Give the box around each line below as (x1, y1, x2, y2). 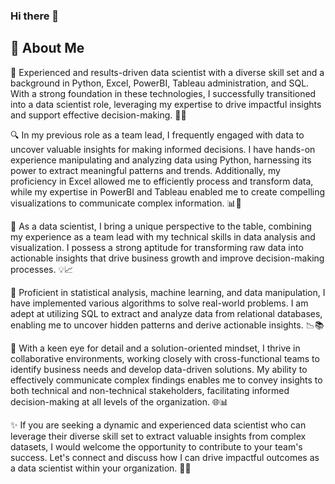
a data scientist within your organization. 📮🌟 (10, 462, 192, 474)
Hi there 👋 (10, 9, 60, 23)
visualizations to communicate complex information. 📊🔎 (10, 197, 242, 209)
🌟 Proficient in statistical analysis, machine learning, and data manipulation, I (10, 286, 326, 298)
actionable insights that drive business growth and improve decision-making (10, 252, 325, 264)
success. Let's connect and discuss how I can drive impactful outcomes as (10, 451, 320, 463)
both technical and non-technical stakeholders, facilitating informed (10, 384, 290, 396)
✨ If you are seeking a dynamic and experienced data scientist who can (10, 419, 307, 431)
